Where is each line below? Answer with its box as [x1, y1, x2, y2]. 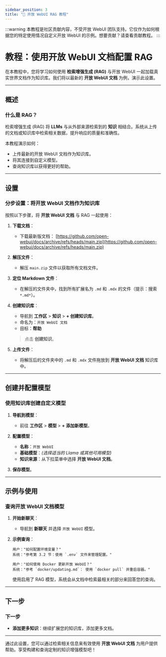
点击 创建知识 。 [24, 336, 57, 342]
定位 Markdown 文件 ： [12, 275, 59, 281]
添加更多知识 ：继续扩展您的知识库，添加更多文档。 [12, 625, 117, 631]
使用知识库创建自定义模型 [5, 400, 66, 406]
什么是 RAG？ [5, 111, 38, 118]
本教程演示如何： [5, 141, 40, 147]
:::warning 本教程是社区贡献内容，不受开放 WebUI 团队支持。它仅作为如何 [5, 26, 156, 32]
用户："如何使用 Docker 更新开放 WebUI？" [12, 562, 92, 567]
